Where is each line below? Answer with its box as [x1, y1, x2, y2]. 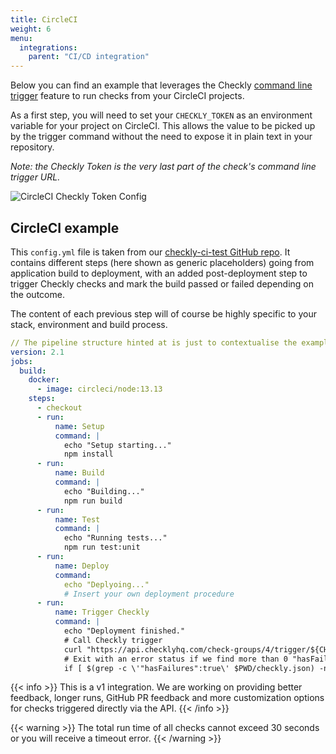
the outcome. [10, 288, 65, 300]
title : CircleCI [10, 14, 78, 25]
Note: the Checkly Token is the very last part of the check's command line [10, 161, 317, 173]
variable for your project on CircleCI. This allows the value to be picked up [10, 120, 316, 132]
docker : [28, 375, 60, 385]
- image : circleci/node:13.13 [36, 384, 163, 395]
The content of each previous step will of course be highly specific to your [10, 307, 317, 320]
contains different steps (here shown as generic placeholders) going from [10, 256, 315, 268]
